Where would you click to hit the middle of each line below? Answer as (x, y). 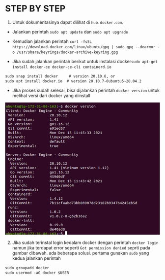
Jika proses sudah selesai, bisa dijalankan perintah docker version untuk (86, 90)
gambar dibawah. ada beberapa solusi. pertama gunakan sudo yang (81, 253)
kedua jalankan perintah (37, 258)
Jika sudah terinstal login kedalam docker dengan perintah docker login (85, 243)
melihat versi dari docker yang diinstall (51, 95)
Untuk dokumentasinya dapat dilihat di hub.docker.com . (68, 22)
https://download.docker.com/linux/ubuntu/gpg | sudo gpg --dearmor (84, 47)
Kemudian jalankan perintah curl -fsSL (52, 41)
